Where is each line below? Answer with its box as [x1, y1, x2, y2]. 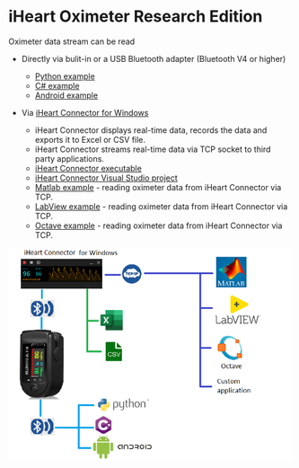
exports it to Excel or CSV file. [34, 134, 145, 145]
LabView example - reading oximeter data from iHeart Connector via [34, 200, 288, 212]
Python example [34, 70, 95, 82]
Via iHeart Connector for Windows [21, 107, 149, 118]
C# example [34, 80, 80, 91]
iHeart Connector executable [34, 163, 143, 173]
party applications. [34, 153, 105, 163]
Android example [34, 90, 99, 101]
